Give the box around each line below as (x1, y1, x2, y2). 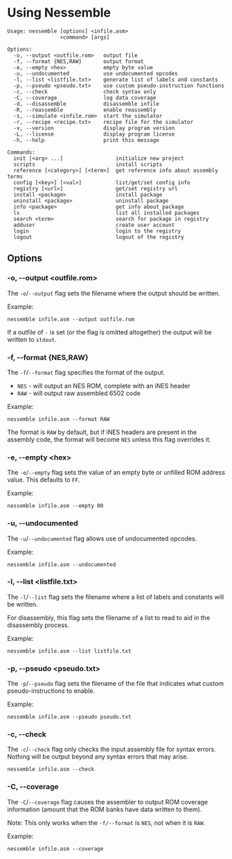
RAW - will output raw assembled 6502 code (17, 389, 141, 397)
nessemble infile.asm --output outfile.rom (7, 316, 135, 323)
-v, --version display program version (13, 125, 175, 132)
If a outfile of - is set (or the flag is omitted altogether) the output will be (7, 327, 213, 336)
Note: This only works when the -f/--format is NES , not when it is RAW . (7, 818, 206, 826)
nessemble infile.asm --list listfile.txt (7, 647, 132, 655)
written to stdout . (7, 335, 57, 343)
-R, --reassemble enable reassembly (13, 106, 157, 114)
